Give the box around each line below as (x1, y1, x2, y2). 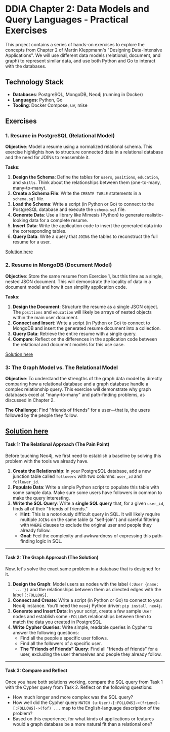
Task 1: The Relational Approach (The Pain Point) (5, 441, 110, 447)
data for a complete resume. (29, 217, 89, 224)
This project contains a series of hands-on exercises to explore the (5, 41, 145, 47)
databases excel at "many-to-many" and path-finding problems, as (5, 392, 145, 398)
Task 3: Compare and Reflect (5, 667, 67, 674)
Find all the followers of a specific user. (20, 640, 102, 646)
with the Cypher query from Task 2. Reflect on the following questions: (5, 684, 153, 690)
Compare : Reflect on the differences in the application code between (12, 336, 157, 342)
